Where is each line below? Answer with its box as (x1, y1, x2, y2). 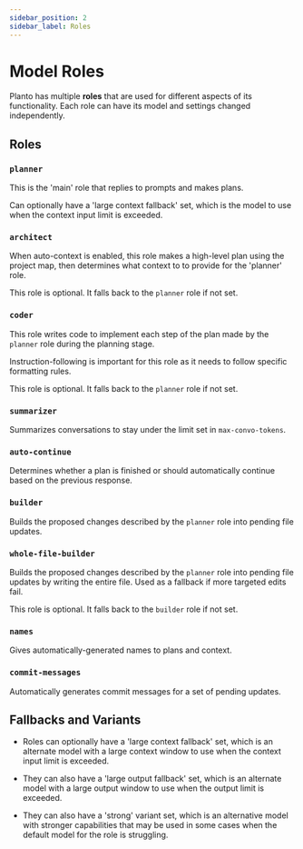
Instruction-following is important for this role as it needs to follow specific (9, 355, 288, 366)
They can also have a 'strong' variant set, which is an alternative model (22, 810, 288, 821)
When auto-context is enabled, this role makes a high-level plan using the (9, 251, 285, 262)
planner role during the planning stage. (9, 338, 155, 349)
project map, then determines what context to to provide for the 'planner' (9, 260, 283, 271)
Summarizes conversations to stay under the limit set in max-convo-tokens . (9, 424, 287, 435)
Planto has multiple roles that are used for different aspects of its (9, 91, 252, 102)
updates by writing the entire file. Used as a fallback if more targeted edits (9, 576, 287, 587)
